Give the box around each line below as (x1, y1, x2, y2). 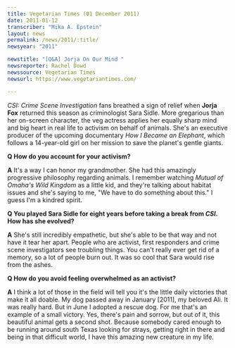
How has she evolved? (7, 216, 75, 225)
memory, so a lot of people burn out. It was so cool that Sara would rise (7, 253, 215, 261)
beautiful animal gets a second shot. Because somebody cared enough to (7, 318, 222, 326)
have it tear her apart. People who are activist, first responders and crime (7, 237, 220, 247)
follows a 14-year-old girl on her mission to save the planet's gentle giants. (7, 138, 224, 147)
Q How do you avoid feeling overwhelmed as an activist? (7, 274, 177, 282)
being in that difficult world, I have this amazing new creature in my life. (7, 333, 215, 341)
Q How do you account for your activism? (7, 152, 132, 161)
